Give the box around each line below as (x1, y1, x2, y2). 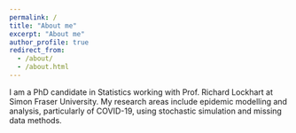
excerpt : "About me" (9, 29, 86, 38)
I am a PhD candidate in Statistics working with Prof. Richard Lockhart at (9, 86, 273, 98)
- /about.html (17, 63, 69, 72)
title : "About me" (9, 21, 77, 30)
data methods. (9, 114, 62, 125)
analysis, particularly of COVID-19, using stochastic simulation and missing (9, 106, 282, 116)
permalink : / (9, 12, 58, 22)
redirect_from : (9, 46, 66, 55)
